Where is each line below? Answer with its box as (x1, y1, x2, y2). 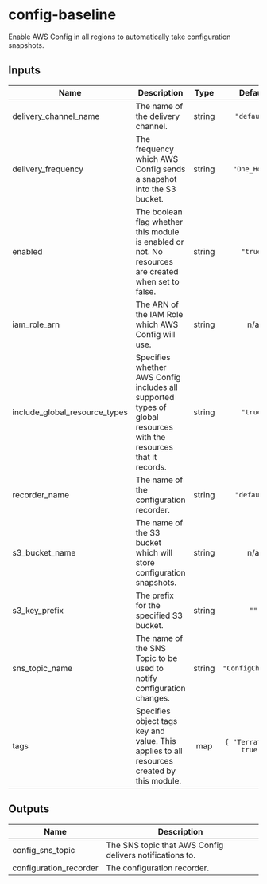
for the (135, 599, 161, 611)
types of (135, 401, 167, 412)
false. (135, 285, 157, 297)
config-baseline (8, 6, 117, 24)
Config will (135, 328, 176, 340)
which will (135, 547, 173, 558)
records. (135, 461, 167, 472)
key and (135, 725, 165, 737)
